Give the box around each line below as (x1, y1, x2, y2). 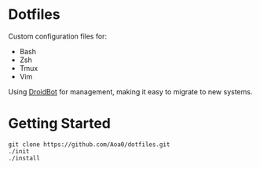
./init (8, 147, 30, 155)
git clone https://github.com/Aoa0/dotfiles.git (8, 140, 170, 149)
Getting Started (8, 115, 112, 133)
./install (8, 154, 41, 162)
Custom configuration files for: (8, 31, 108, 41)
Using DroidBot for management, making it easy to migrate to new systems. (8, 86, 253, 96)
